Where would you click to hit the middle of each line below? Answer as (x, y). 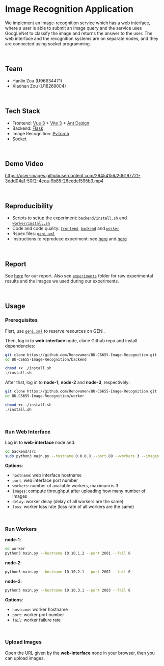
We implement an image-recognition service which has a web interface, (78, 23)
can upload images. (25, 658)
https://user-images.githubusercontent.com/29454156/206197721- (73, 176)
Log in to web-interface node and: (40, 442)
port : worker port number (38, 614)
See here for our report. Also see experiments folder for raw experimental (79, 276)
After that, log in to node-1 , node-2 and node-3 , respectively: (68, 382)
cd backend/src (21, 451)
